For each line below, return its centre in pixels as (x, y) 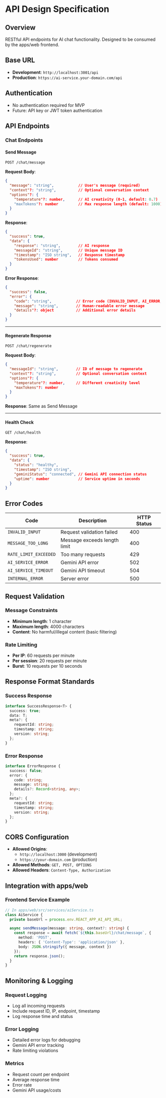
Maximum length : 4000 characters (48, 627)
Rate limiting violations (35, 1051)
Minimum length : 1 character (42, 621)
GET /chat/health (23, 433)
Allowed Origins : (30, 849)
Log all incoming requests (39, 1006)
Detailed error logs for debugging (46, 1040)
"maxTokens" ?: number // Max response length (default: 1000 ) (88, 204)
